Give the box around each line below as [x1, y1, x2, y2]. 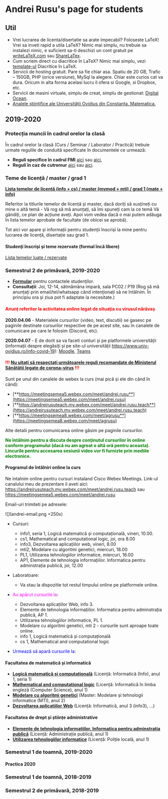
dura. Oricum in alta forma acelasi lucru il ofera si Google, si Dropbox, [12, 79, 156, 85]
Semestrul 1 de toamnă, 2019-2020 [5, 748, 93, 755]
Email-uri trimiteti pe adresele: [5, 501, 68, 507]
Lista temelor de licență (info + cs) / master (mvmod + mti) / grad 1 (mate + [5, 185, 163, 191]
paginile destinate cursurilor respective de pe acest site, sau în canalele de [5, 322, 160, 328]
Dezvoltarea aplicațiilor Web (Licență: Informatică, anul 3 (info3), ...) [12, 703, 155, 709]
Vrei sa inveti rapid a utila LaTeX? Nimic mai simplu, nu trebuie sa [12, 42, 147, 48]
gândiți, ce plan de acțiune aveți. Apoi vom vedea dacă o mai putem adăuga [5, 212, 162, 218]
